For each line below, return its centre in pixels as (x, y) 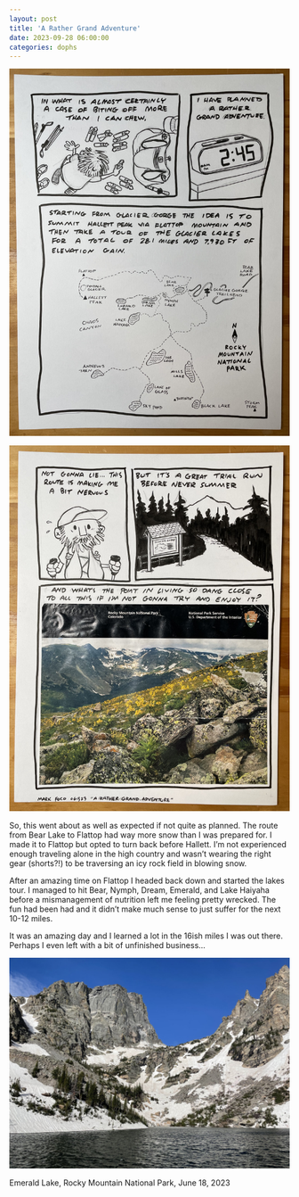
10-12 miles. (31, 919)
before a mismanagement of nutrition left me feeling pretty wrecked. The (143, 900)
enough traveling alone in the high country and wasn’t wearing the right (140, 854)
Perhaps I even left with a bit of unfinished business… (108, 945)
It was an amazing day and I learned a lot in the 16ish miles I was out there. (146, 936)
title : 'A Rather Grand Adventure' (75, 28)
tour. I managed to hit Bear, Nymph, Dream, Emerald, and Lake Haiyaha (139, 890)
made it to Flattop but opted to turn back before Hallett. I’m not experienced (148, 845)
